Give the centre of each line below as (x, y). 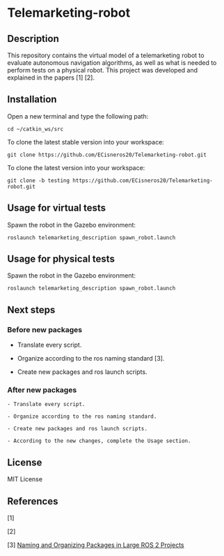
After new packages (42, 390)
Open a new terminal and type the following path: (78, 116)
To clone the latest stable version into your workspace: (86, 142)
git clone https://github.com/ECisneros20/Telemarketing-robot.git (107, 155)
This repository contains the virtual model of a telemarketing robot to (106, 55)
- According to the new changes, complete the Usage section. (99, 441)
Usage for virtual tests (57, 208)
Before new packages (45, 329)
